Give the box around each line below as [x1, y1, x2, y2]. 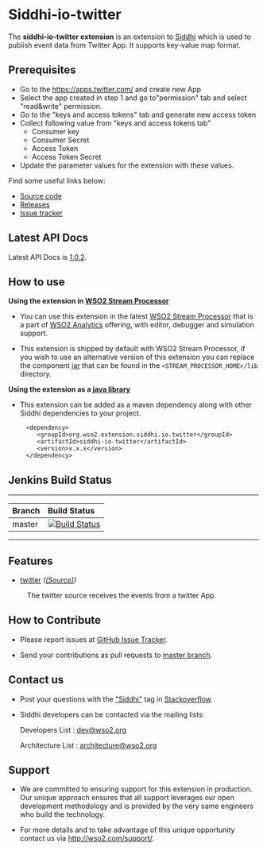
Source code [19, 191, 62, 200]
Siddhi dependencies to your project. [19, 408, 141, 418]
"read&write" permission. [19, 101, 103, 110]
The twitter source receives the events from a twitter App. [26, 590, 217, 600]
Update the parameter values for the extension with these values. [19, 161, 234, 170]
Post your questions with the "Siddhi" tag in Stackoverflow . [19, 694, 213, 704]
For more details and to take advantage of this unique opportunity [19, 825, 235, 835]
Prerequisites [8, 64, 76, 77]
